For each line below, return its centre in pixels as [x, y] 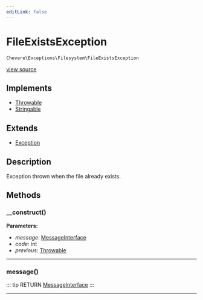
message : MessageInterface [50, 237]
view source [21, 69]
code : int [26, 244]
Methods [24, 195]
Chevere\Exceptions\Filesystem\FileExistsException [72, 58]
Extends [22, 128]
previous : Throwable [40, 250]
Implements [29, 88]
